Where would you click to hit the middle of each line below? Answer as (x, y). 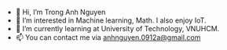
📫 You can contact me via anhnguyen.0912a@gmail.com (108, 37)
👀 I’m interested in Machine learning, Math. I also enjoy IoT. (111, 20)
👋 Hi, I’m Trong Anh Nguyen (60, 12)
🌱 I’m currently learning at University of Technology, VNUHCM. (117, 29)
